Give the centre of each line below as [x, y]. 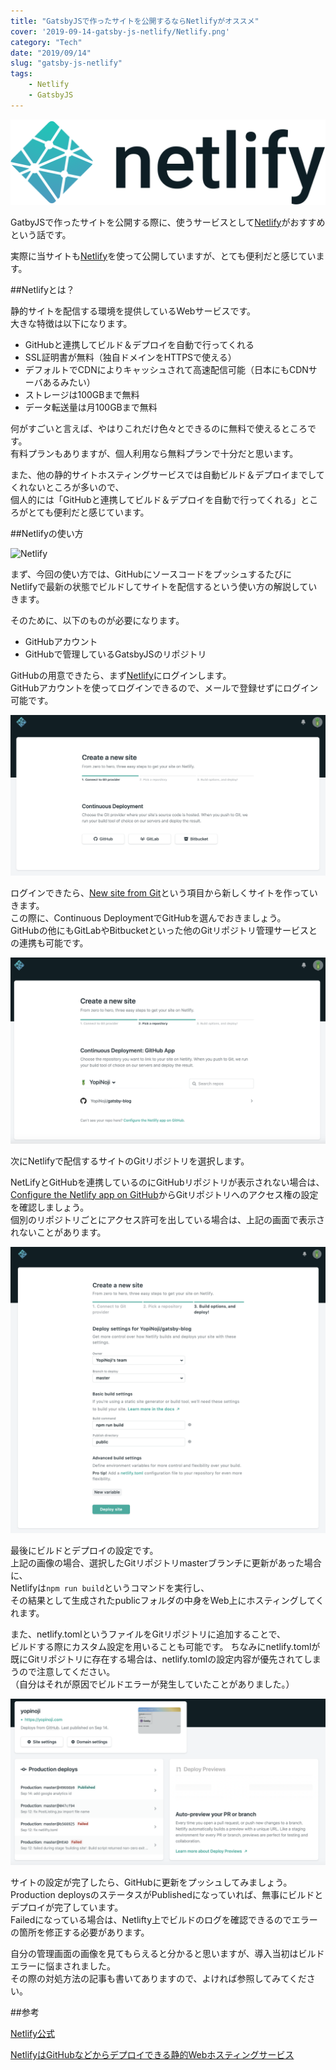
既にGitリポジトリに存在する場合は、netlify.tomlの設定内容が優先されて [157, 1659]
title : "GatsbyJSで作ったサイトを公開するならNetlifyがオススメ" [135, 21]
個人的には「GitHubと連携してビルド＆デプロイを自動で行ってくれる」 [156, 499]
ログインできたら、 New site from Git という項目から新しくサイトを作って [160, 892]
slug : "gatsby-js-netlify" [66, 63]
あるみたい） [69, 382]
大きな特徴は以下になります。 [71, 323]
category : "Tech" [46, 42]
